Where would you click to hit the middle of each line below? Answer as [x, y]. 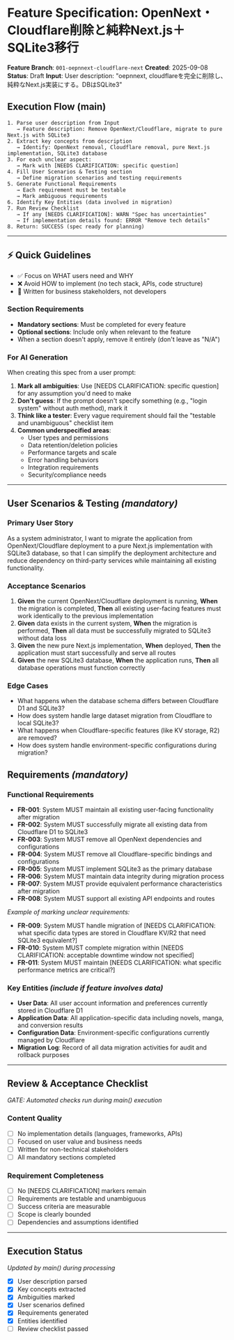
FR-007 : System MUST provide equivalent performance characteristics [120, 884]
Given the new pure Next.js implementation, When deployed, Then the [119, 646]
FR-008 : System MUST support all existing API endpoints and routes [116, 899]
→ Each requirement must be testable [71, 190]
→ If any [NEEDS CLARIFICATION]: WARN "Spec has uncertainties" [112, 214]
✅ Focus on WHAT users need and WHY [75, 275]
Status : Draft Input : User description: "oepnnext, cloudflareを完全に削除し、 [117, 75]
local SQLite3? [38, 723]
